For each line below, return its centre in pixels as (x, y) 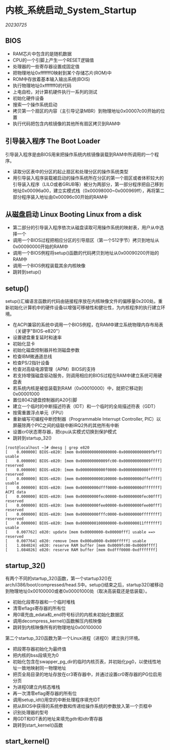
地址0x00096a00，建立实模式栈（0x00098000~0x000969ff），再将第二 (89, 191)
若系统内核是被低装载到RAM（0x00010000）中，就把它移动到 (78, 388)
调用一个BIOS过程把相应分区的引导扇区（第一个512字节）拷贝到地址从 (86, 240)
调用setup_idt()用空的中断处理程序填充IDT (56, 700)
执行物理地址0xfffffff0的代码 (42, 85)
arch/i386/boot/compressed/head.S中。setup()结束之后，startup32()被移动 (84, 585)
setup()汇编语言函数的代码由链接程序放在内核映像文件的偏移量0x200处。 (82, 301)
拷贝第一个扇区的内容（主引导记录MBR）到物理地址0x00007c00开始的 (87, 111)
